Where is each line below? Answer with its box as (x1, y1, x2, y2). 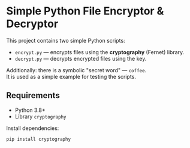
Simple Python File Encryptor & (6, 4, 164, 18)
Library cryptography (14, 113, 67, 120)
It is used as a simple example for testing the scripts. (6, 73, 137, 80)
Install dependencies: (6, 125, 59, 132)
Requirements (6, 90, 60, 100)
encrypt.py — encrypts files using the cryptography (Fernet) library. (14, 48, 185, 55)
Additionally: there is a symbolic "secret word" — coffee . (6, 66, 147, 73)
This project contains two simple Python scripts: (6, 37, 125, 44)
